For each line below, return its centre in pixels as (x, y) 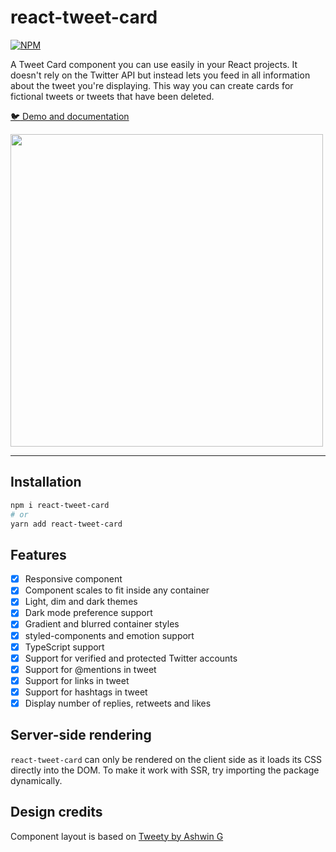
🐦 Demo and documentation (70, 116)
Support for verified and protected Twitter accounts (131, 658)
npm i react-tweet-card (60, 505)
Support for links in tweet (77, 680)
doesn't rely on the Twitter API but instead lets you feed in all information (160, 75)
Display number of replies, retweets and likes (118, 703)
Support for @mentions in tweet (90, 669)
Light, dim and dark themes (81, 602)
